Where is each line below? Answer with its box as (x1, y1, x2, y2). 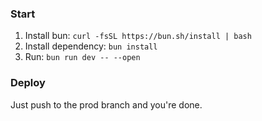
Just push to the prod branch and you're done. (10, 98, 203, 111)
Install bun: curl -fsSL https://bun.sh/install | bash (24, 30, 252, 42)
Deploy (10, 76, 46, 90)
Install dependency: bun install (24, 40, 158, 52)
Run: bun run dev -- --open (24, 51, 141, 63)
